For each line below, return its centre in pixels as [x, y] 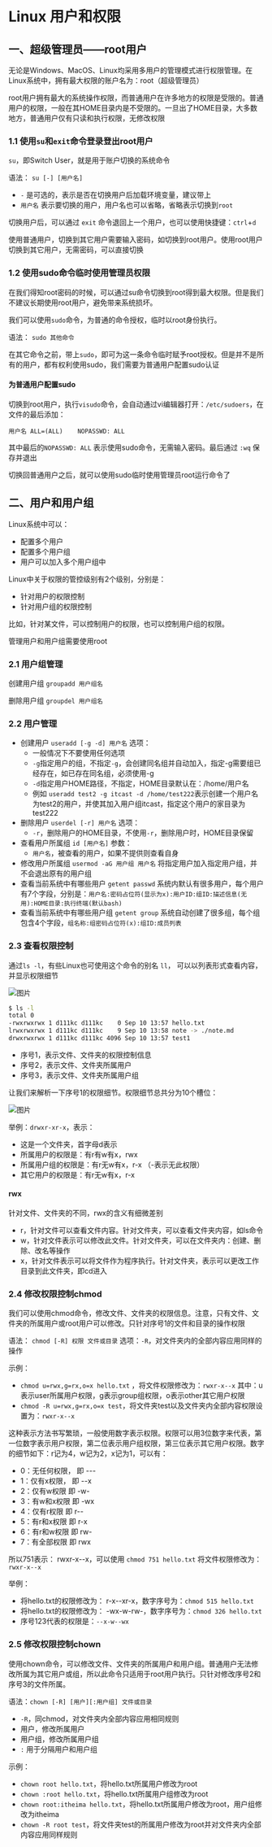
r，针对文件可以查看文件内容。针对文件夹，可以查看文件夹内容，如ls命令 [142, 1231]
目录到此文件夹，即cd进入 [64, 1271]
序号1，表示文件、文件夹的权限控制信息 [86, 1055]
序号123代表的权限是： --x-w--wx [75, 1621]
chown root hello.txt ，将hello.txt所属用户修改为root [109, 1784]
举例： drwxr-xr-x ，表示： [52, 1126]
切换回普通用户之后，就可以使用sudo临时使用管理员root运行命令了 [120, 475]
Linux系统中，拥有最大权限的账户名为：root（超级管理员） [106, 81]
